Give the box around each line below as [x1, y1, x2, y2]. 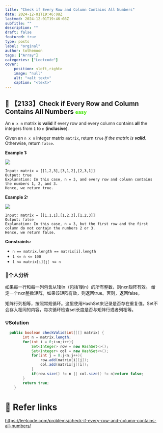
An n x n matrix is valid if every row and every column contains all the [5, 121, 148, 127]
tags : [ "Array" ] [5, 52, 38, 58]
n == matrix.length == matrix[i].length [12, 249, 96, 254]
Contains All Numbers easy [5, 107, 87, 116]
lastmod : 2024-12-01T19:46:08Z [5, 16, 69, 21]
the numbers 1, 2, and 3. [5, 181, 58, 186]
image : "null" [14, 71, 43, 76]
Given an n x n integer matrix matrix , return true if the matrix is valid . [5, 135, 146, 141]
